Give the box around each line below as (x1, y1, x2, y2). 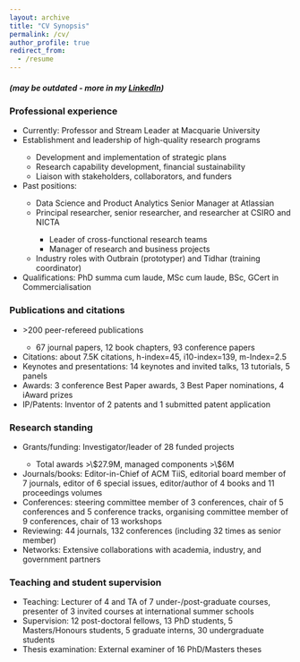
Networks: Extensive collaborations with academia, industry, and (21, 544, 261, 555)
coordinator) (35, 263, 82, 274)
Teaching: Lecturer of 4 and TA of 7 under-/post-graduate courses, (21, 597, 271, 607)
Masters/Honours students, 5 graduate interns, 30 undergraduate (21, 625, 264, 636)
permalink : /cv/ (9, 30, 70, 38)
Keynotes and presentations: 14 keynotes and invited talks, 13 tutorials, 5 (21, 361, 291, 371)
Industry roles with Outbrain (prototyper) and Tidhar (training (35, 253, 261, 264)
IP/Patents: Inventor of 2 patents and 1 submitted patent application (21, 399, 271, 410)
